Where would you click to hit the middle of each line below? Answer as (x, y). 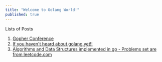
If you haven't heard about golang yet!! (52, 43)
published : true (22, 14)
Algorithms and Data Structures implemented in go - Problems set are (85, 49)
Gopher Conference (33, 38)
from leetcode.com (32, 54)
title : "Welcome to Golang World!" (42, 10)
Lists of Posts (19, 28)
